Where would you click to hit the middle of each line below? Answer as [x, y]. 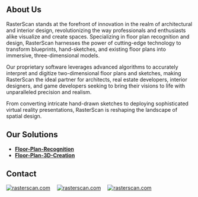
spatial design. [24, 116]
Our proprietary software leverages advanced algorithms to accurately [92, 67]
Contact [21, 174]
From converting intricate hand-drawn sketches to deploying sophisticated [97, 104]
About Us [24, 10]
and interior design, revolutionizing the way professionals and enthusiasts [96, 30]
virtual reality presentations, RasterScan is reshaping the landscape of [92, 109]
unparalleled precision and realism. [49, 92]
